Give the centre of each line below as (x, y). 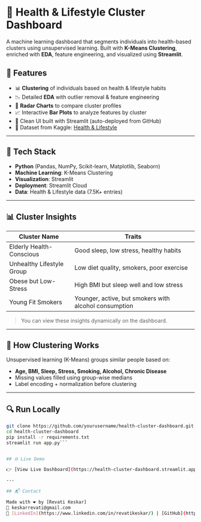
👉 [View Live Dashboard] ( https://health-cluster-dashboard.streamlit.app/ (103, 470)
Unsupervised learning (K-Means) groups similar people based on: (88, 360)
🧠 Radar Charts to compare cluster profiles (68, 105)
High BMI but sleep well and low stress (129, 285)
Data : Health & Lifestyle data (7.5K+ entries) (69, 192)
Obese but (24, 281)
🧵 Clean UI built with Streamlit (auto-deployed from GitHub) (88, 121)
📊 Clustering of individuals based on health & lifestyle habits (90, 88)
